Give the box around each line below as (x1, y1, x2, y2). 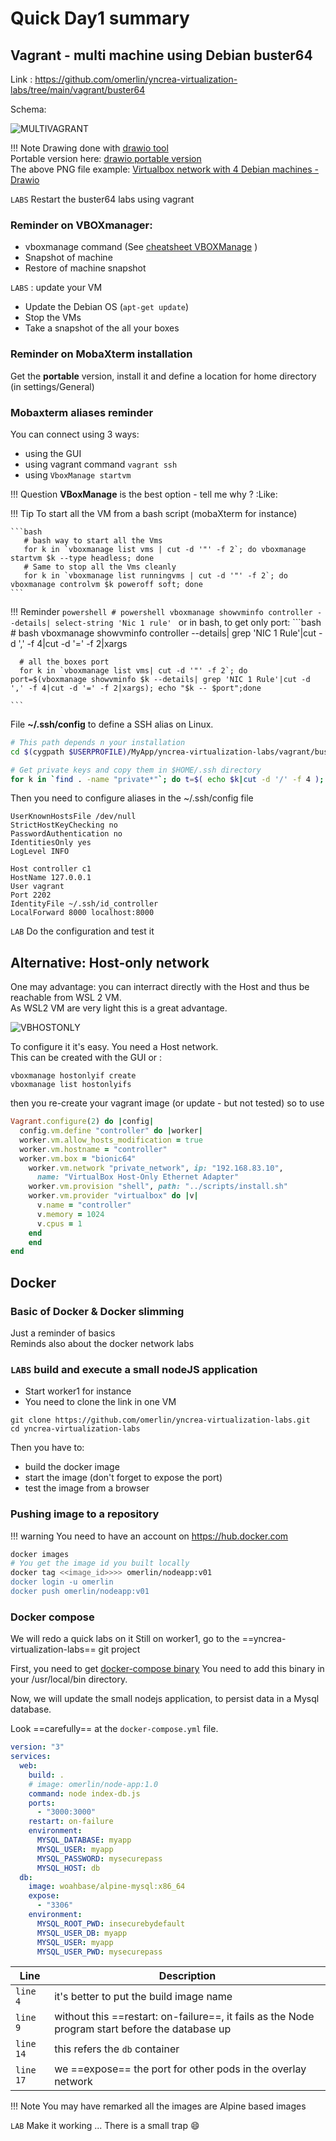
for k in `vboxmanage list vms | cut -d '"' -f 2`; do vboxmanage (23, 544, 307, 554)
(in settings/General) (10, 380, 95, 392)
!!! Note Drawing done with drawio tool (10, 142, 169, 154)
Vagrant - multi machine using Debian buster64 (10, 47, 313, 64)
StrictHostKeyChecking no (10, 820, 118, 831)
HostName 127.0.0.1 (10, 873, 92, 883)
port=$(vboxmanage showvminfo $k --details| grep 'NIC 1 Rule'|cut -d (10, 674, 311, 684)
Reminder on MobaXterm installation (10, 347, 193, 361)
